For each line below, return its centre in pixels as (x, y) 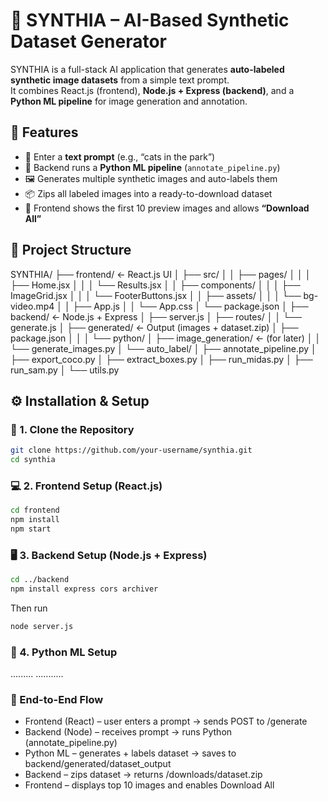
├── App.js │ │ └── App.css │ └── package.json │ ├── (190, 306)
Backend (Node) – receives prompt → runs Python (128, 732)
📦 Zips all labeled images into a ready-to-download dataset (148, 193)
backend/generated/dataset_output (98, 764)
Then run (29, 608)
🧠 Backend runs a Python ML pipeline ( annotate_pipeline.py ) (152, 167)
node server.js (42, 626)
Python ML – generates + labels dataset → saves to (130, 753)
